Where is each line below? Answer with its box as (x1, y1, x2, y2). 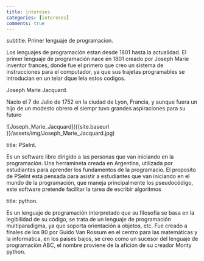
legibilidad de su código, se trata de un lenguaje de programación (6, 216, 172, 223)
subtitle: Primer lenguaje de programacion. (6, 37, 114, 45)
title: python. (6, 198, 38, 205)
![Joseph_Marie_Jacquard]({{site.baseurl (6, 123, 110, 130)
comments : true (6, 20, 45, 26)
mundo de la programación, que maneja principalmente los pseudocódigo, (6, 179, 194, 187)
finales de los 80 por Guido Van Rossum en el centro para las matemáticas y (6, 229, 198, 236)
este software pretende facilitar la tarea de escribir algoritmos (6, 185, 161, 193)
